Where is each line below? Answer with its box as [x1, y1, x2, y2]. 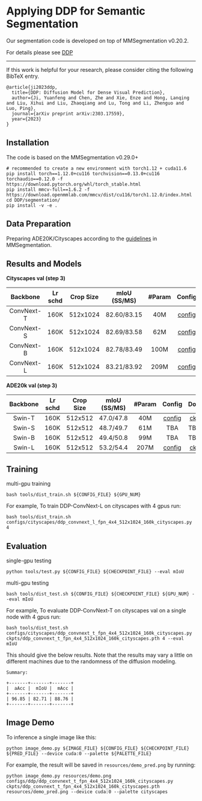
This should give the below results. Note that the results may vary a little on [6, 651, 193, 658]
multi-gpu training [6, 480, 51, 487]
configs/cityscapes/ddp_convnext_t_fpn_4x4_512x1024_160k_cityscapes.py [6, 630, 192, 636]
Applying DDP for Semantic [6, 4, 145, 18]
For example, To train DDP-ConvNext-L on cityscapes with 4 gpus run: [6, 503, 182, 510]
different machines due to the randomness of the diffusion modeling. [6, 658, 177, 665]
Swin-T [13, 414, 35, 422]
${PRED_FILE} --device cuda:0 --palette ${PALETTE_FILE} [6, 750, 152, 756]
